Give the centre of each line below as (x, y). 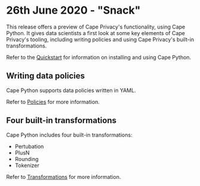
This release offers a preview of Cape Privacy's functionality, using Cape (96, 27)
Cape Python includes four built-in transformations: (69, 135)
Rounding (27, 159)
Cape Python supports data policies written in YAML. (71, 90)
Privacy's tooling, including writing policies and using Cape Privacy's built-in (100, 39)
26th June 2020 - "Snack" (73, 10)
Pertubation (29, 146)
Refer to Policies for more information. (53, 102)
